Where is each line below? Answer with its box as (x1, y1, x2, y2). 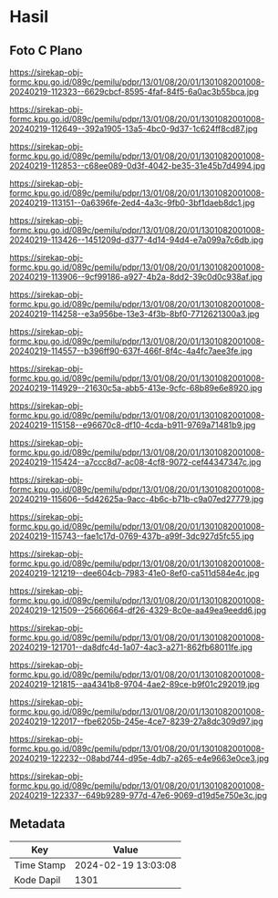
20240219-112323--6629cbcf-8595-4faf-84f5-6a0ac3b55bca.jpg (9, 87, 260, 97)
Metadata (9, 816, 66, 831)
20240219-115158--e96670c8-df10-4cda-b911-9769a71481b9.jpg (9, 419, 256, 430)
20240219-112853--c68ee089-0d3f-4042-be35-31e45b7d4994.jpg (9, 160, 266, 170)
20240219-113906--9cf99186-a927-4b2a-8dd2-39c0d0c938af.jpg (9, 272, 263, 282)
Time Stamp (14, 859, 67, 872)
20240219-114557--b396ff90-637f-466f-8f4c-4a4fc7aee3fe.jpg (9, 346, 253, 356)
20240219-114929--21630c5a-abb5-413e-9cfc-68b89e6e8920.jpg (9, 383, 263, 393)
